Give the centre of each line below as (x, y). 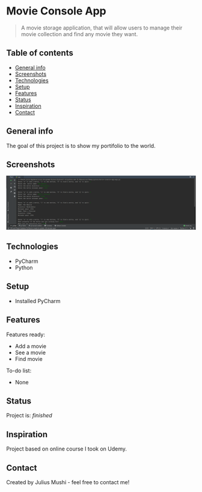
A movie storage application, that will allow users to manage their (102, 28)
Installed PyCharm (38, 301)
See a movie (30, 352)
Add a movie (31, 346)
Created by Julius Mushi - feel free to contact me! (68, 482)
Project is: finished (29, 416)
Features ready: (26, 334)
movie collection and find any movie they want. (79, 34)
